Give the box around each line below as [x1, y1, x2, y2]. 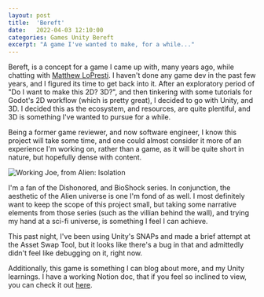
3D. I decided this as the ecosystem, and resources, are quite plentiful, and [8, 104, 251, 114]
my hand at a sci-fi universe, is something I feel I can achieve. [8, 217, 208, 226]
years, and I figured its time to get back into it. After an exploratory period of [8, 79, 255, 89]
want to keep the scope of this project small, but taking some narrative [8, 200, 237, 209]
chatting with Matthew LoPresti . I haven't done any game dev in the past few [8, 71, 256, 80]
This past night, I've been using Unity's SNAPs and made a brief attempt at [8, 232, 251, 241]
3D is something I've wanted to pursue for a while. [8, 112, 171, 122]
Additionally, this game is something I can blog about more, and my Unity [8, 264, 245, 273]
